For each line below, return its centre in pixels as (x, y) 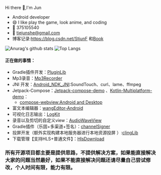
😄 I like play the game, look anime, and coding (59, 22)
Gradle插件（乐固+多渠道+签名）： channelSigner (61, 127)
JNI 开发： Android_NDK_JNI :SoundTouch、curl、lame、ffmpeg (77, 85)
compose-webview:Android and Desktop (61, 102)
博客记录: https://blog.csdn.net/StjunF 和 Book (58, 39)
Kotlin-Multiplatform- (131, 90)
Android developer (31, 17)
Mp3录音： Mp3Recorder (37, 78)
